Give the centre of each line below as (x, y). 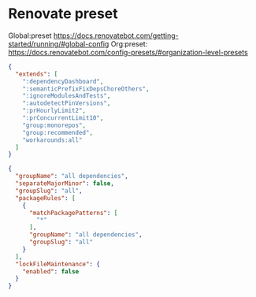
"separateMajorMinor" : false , (65, 184)
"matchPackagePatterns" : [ (73, 213)
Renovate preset (63, 14)
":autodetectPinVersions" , (67, 103)
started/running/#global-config (59, 43)
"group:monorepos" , (54, 125)
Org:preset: (129, 43)
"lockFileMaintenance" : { (58, 264)
